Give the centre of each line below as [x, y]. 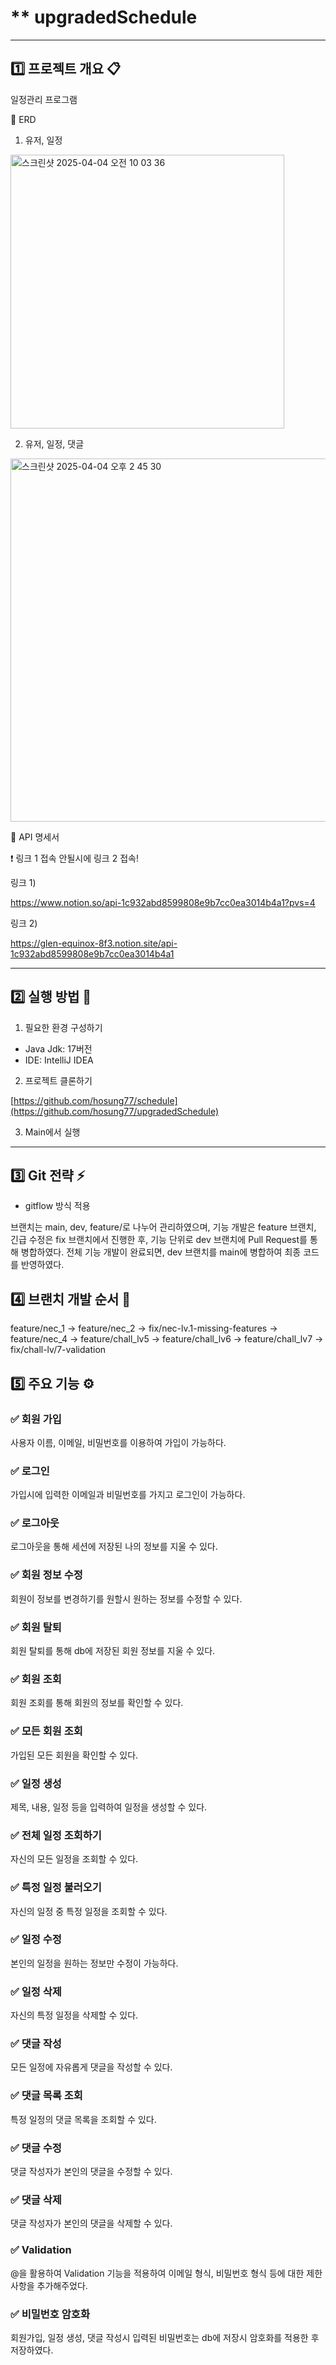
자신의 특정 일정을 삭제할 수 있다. [74, 2015]
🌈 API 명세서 [35, 837]
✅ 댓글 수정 [36, 2148]
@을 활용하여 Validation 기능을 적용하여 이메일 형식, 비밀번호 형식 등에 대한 [157, 2273]
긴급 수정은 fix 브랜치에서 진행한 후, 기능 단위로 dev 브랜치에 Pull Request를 [159, 1240]
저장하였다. [32, 2350]
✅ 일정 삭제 [36, 1991]
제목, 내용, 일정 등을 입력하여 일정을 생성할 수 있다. [109, 1807]
